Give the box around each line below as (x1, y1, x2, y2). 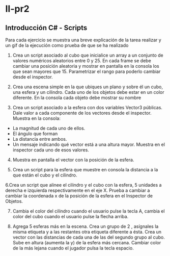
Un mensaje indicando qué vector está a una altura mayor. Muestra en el (12, 141, 165, 147)
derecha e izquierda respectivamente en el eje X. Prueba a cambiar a (5, 187, 150, 193)
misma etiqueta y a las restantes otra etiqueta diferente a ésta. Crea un (12, 229, 162, 235)
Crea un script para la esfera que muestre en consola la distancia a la (12, 167, 158, 172)
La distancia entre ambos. (12, 136, 67, 142)
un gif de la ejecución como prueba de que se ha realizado (5, 42, 129, 48)
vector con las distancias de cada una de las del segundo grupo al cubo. (12, 234, 165, 240)
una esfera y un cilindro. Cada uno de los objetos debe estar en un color (12, 89, 164, 95)
